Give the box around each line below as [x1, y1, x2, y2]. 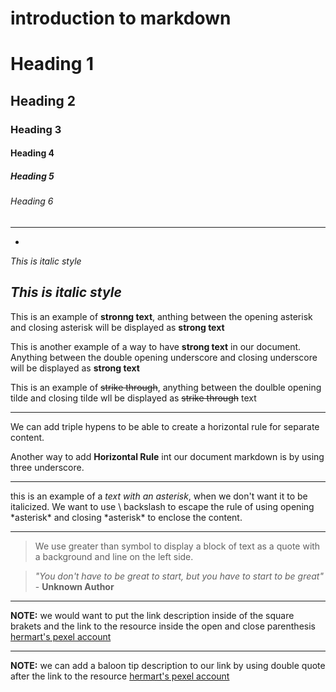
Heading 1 [10, 53, 95, 76]
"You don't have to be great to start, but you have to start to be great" [34, 570, 324, 582]
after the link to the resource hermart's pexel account [10, 670, 230, 682]
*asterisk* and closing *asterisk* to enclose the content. [10, 511, 243, 523]
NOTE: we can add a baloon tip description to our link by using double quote [10, 659, 326, 671]
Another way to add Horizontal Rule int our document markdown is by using [10, 450, 325, 462]
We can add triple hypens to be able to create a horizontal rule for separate [10, 420, 320, 432]
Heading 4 [10, 147, 55, 159]
